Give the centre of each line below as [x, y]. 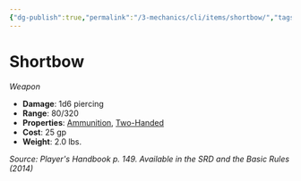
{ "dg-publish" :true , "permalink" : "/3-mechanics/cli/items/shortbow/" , [142, 17]
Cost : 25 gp [44, 132]
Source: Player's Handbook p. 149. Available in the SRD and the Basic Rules [149, 159]
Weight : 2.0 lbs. [52, 141]
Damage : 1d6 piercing [63, 103]
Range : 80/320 [50, 113]
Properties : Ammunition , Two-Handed [93, 122]
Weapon [25, 86]
